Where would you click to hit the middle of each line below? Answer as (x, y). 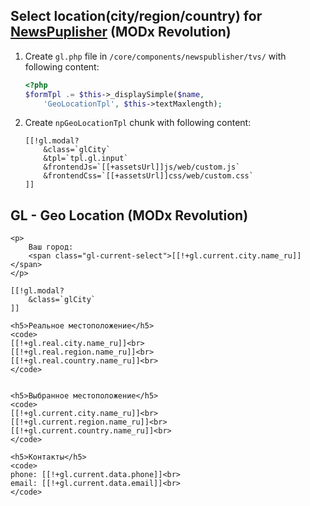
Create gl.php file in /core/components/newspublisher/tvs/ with (155, 56)
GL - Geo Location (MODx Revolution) (129, 215)
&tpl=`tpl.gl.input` (86, 159)
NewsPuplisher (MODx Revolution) (121, 32)
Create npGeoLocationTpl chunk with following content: (138, 123)
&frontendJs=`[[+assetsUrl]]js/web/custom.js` (142, 167)
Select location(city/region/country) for (136, 16)
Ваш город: (51, 247)
